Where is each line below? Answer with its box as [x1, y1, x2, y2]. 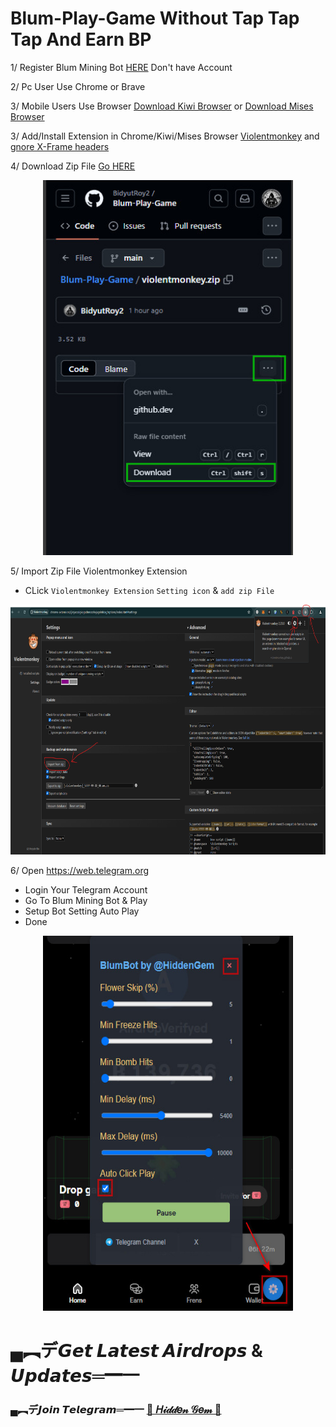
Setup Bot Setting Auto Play [24, 905, 140, 917]
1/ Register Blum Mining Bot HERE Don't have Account [10, 61, 233, 73]
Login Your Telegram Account [24, 883, 148, 896]
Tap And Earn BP [10, 28, 152, 51]
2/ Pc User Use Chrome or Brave [10, 80, 146, 92]
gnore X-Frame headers [10, 140, 110, 152]
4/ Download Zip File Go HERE [10, 160, 136, 172]
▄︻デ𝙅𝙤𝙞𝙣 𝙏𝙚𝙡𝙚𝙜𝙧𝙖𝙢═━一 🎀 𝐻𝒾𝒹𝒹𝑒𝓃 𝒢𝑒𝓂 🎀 [10, 1403, 222, 1417]
